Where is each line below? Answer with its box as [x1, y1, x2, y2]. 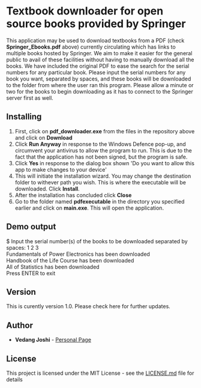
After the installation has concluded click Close [14, 191, 132, 199]
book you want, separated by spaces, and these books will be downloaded [6, 75, 191, 82]
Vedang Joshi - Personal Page [14, 336, 92, 344]
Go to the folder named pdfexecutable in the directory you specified [14, 198, 185, 205]
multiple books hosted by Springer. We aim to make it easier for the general [6, 49, 193, 56]
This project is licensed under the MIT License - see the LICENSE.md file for [6, 369, 194, 377]
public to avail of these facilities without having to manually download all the [6, 56, 194, 63]
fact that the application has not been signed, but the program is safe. [14, 153, 188, 160]
